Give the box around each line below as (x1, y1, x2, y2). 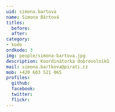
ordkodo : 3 (6, 47, 33, 53)
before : (11, 25, 31, 31)
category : (6, 36, 31, 42)
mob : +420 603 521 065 (6, 69, 62, 75)
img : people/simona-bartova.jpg (6, 53, 86, 59)
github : (11, 81, 31, 87)
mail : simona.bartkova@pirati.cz (6, 63, 88, 70)
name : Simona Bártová (6, 14, 60, 20)
